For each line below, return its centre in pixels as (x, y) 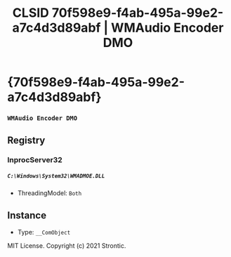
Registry (26, 140)
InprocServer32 (35, 160)
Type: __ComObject (44, 232)
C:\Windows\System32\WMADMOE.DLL (56, 176)
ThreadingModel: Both (49, 193)
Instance (27, 215)
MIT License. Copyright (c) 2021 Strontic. (67, 246)
